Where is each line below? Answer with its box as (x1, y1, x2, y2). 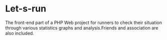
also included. (5, 30, 34, 36)
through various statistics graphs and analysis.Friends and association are (5, 24, 158, 30)
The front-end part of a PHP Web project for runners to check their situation (5, 19, 162, 25)
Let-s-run (5, 3, 47, 14)
